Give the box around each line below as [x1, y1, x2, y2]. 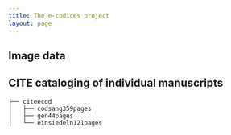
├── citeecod [8, 97, 52, 105]
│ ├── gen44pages [8, 112, 74, 120]
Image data [8, 49, 66, 63]
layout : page [8, 19, 52, 27]
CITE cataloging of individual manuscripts [8, 76, 224, 90]
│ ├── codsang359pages [8, 104, 92, 112]
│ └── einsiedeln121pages [8, 118, 103, 127]
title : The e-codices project [8, 11, 110, 20]
